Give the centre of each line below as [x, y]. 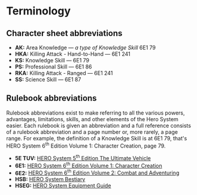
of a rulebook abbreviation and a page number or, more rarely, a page [92, 132]
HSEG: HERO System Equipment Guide [63, 186]
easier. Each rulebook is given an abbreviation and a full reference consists [99, 125]
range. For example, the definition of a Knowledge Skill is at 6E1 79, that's [97, 138]
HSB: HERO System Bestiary [50, 179]
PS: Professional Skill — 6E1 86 [53, 67]
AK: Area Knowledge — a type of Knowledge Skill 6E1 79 [85, 47]
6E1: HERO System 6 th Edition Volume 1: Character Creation [89, 165]
